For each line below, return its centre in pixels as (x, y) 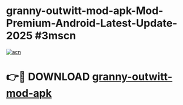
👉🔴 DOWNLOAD (48, 77)
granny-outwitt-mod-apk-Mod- (85, 11)
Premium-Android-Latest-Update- (92, 23)
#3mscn (56, 36)
